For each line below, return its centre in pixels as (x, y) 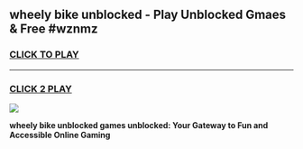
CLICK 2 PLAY (41, 88)
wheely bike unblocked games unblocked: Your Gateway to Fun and (139, 125)
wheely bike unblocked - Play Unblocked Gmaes (148, 15)
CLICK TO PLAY (44, 55)
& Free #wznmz (54, 29)
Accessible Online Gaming (60, 135)
